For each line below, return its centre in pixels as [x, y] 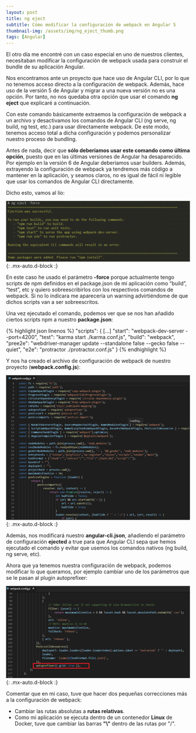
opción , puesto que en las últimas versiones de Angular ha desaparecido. [95, 157]
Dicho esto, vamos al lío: [36, 193]
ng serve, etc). [24, 554]
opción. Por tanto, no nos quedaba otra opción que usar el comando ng [92, 97]
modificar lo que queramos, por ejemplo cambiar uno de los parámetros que [98, 571]
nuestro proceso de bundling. [41, 139]
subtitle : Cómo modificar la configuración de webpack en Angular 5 [91, 25]
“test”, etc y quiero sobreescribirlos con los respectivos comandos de [90, 290]
